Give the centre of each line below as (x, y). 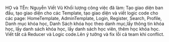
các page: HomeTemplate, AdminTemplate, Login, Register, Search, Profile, (83, 18)
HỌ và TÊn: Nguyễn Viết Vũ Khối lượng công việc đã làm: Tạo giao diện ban (84, 8)
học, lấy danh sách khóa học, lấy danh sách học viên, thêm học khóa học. (83, 29)
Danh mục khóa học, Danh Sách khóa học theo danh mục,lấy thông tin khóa (85, 23)
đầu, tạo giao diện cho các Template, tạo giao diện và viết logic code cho (82, 13)
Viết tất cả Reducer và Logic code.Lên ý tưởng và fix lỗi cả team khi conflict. (85, 34)
